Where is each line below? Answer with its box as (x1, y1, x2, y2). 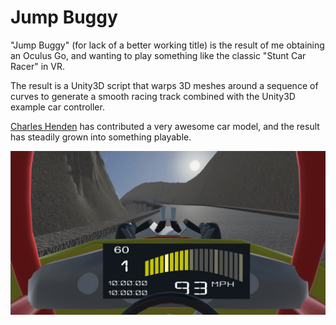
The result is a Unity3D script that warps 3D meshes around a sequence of (10, 79, 319, 91)
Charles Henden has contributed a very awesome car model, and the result (10, 120, 320, 132)
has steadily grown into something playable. (10, 131, 192, 143)
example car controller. (10, 101, 105, 113)
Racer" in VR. (10, 60, 65, 72)
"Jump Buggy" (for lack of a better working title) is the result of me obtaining (10, 39, 325, 51)
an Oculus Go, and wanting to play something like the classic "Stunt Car (10, 49, 307, 61)
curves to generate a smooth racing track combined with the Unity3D (10, 90, 296, 102)
